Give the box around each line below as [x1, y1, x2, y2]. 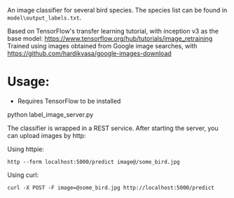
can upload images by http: [7, 131, 86, 139]
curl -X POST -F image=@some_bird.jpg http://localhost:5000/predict [7, 184, 215, 191]
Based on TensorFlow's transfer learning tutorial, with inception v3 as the [7, 27, 219, 35]
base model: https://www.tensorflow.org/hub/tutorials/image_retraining [7, 34, 213, 43]
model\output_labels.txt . [7, 13, 82, 22]
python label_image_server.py [7, 110, 94, 118]
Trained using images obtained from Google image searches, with [7, 42, 198, 50]
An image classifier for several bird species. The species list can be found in [7, 6, 228, 14]
